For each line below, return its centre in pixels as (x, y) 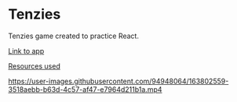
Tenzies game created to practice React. (74, 36)
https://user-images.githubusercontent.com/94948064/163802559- (118, 81)
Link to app (26, 51)
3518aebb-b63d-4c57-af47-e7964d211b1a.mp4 (85, 89)
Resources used (34, 66)
